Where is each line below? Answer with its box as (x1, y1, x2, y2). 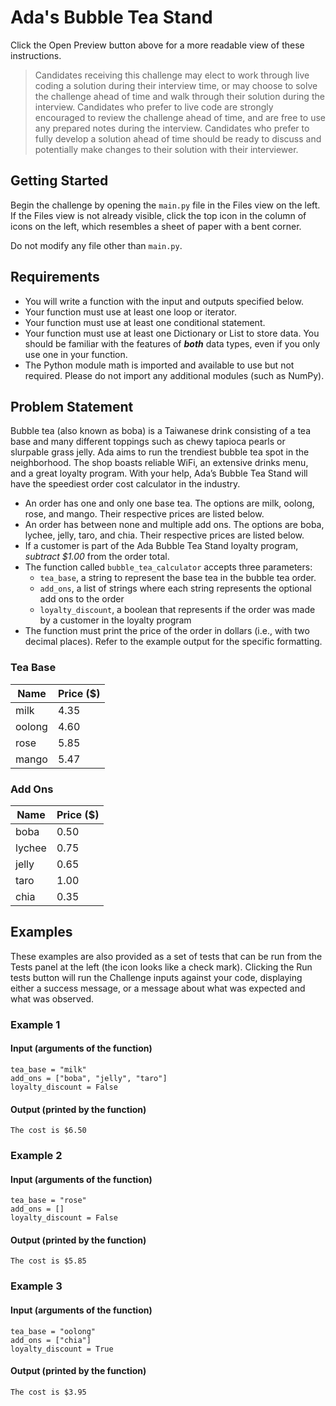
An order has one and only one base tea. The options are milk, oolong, (24, 497, 315, 510)
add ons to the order (39, 593, 125, 605)
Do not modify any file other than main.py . (10, 239, 183, 251)
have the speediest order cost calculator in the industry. (10, 478, 241, 490)
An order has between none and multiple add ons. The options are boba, (24, 519, 325, 531)
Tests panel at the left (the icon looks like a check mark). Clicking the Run (10, 961, 313, 973)
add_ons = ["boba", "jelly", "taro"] (10, 1073, 168, 1083)
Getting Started (10, 172, 109, 190)
